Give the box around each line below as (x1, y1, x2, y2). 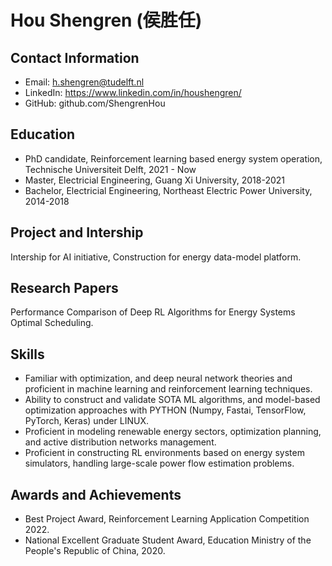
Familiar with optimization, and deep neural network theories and (24, 372, 293, 385)
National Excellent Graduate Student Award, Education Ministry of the (24, 534, 312, 546)
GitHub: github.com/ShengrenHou (24, 97, 166, 109)
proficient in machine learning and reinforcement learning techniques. (24, 383, 313, 395)
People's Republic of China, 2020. (24, 545, 166, 557)
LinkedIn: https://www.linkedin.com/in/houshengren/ (24, 87, 242, 98)
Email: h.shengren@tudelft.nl (24, 76, 145, 88)
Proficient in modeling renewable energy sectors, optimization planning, (24, 426, 322, 438)
